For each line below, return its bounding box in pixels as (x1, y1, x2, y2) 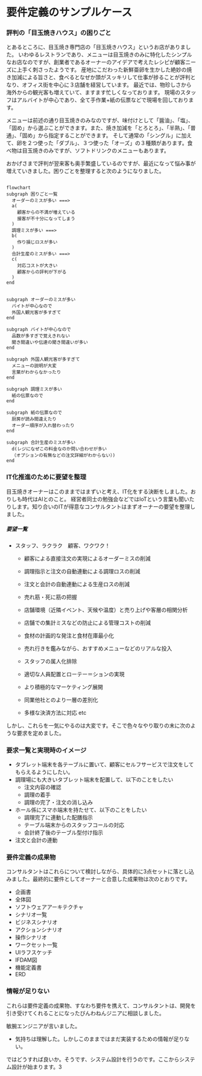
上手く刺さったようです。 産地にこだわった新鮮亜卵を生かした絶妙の (16, 66, 187, 73)
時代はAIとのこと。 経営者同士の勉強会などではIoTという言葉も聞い (22, 495, 190, 503)
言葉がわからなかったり (11, 370, 62, 376)
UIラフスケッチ (14, 949, 52, 956)
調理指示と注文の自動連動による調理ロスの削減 (24, 567, 140, 575)
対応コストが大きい (17, 262, 58, 269)
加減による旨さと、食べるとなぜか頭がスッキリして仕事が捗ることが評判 (11, 74, 191, 81)
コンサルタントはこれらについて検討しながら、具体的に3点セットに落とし (6, 868, 189, 875)
